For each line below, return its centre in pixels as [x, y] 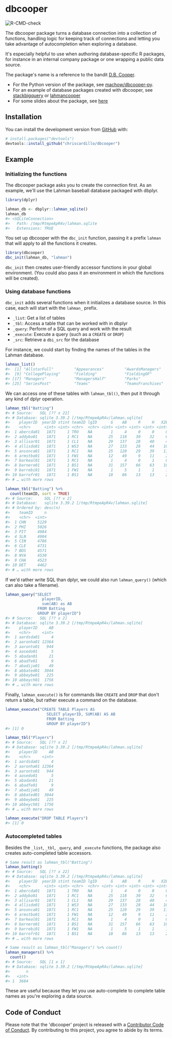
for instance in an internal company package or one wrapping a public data [84, 59]
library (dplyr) [21, 200]
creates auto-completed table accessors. [49, 853]
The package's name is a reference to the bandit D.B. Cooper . [70, 74]
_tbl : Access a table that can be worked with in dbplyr [70, 324]
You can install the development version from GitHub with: [67, 129]
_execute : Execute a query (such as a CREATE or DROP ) [68, 334]
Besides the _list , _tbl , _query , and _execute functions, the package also [83, 848]
